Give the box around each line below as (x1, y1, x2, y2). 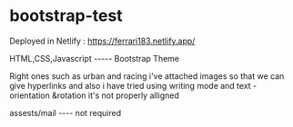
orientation (9, 90, 50, 101)
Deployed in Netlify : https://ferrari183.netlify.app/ (9, 35, 196, 46)
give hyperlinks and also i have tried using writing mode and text (9, 80, 252, 91)
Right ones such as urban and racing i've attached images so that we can (9, 70, 285, 82)
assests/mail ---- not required (9, 107, 122, 118)
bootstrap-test (9, 5, 123, 26)
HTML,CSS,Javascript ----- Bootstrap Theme (9, 53, 180, 63)
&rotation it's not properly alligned (51, 90, 180, 101)
